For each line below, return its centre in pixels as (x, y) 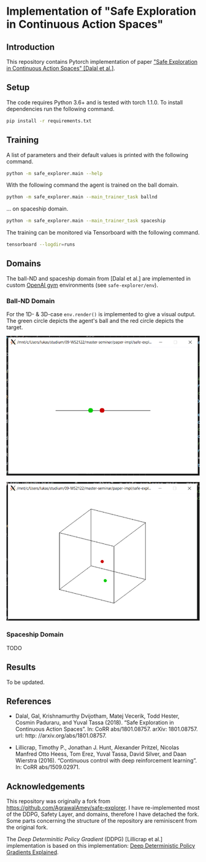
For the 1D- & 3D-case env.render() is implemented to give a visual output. (101, 314)
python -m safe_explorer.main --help (55, 173)
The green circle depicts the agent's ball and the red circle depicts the (95, 321)
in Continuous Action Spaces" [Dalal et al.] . (61, 68)
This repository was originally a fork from (58, 801)
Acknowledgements (46, 786)
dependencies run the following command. (60, 109)
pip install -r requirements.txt (49, 121)
